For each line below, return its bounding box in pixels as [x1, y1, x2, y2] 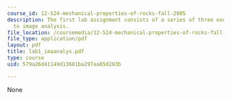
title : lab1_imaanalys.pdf [7, 48, 85, 55]
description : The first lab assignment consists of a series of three [7, 16, 214, 23]
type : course [7, 55, 45, 61]
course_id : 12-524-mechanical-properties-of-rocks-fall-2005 [7, 10, 186, 17]
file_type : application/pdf [7, 36, 88, 42]
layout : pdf [7, 42, 41, 48]
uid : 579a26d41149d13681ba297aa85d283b [7, 61, 122, 68]
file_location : [7, 29, 51, 36]
